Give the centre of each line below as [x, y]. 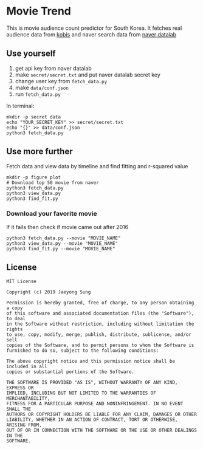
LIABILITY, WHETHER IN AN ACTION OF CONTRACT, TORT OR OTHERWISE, [92, 420]
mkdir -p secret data [34, 117]
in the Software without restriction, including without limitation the [100, 324]
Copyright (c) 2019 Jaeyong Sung [49, 292]
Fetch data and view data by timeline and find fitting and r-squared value [97, 166]
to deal [16, 318]
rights [15, 329]
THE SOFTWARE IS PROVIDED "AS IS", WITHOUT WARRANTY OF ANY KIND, [92, 382]
